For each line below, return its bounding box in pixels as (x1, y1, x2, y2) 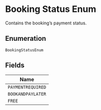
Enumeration (5, 34, 46, 43)
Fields (5, 61, 25, 70)
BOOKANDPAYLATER (7, 91, 46, 97)
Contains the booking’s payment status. (5, 20, 87, 26)
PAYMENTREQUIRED (7, 84, 46, 90)
